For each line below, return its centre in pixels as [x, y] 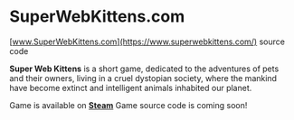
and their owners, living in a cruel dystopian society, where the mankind [143, 78]
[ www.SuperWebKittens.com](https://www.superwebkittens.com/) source [147, 42]
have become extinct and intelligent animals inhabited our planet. [131, 88]
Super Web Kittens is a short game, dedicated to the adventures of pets [144, 69]
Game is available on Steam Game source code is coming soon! [128, 105]
